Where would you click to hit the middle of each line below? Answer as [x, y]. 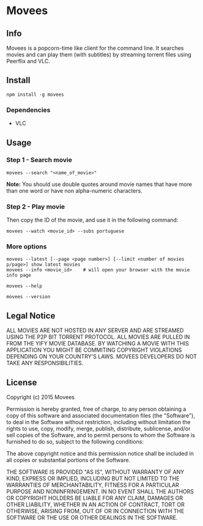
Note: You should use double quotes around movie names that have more [99, 184]
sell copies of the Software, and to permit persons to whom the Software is [101, 435]
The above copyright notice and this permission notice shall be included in [100, 454]
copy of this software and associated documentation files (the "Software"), [101, 416]
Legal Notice [31, 316]
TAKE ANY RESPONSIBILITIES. [45, 363]
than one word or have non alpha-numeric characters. [74, 190]
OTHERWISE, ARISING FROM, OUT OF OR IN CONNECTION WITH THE [95, 511]
